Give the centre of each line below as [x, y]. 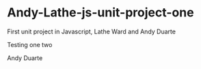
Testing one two [30, 44]
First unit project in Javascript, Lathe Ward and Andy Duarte [92, 31]
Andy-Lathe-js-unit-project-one [100, 13]
